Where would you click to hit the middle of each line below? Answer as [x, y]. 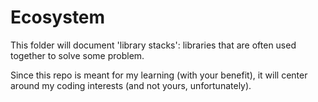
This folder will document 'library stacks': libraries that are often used [153, 45]
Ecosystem [58, 17]
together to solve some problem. [77, 55]
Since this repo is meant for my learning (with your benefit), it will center [159, 75]
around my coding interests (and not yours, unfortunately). [131, 85]
